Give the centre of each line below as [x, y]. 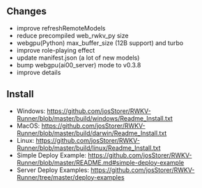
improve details [39, 72]
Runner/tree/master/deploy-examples [70, 177]
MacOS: [28, 126]
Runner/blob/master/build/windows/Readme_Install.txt [95, 118]
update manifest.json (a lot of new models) [78, 58]
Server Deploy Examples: [53, 170]
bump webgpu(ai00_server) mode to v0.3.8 [79, 65]
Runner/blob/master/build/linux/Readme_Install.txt [88, 148]
